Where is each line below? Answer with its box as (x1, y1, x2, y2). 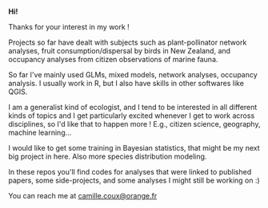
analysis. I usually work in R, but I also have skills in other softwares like (8, 79, 244, 88)
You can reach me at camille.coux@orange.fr (8, 191, 158, 200)
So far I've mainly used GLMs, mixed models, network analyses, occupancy (8, 70, 258, 79)
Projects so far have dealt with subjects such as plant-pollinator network (8, 37, 247, 47)
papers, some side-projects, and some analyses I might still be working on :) (8, 175, 260, 185)
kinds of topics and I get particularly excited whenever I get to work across (8, 111, 255, 120)
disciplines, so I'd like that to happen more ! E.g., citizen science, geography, (8, 120, 261, 128)
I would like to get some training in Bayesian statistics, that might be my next (8, 143, 260, 152)
